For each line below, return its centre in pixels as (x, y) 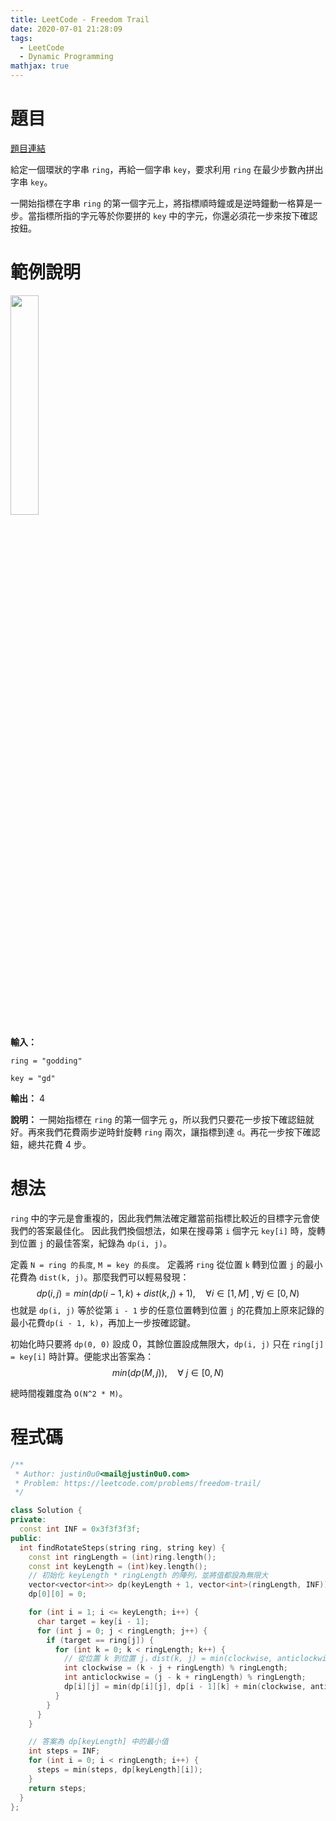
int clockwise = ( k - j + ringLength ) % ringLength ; (175, 1668)
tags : (21, 38)
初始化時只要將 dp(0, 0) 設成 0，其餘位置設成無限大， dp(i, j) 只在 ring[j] (167, 1343)
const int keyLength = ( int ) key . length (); (118, 1566)
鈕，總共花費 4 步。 (51, 1144)
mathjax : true (40, 66)
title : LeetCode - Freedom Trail (80, 19)
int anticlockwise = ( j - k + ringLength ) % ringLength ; (185, 1677)
